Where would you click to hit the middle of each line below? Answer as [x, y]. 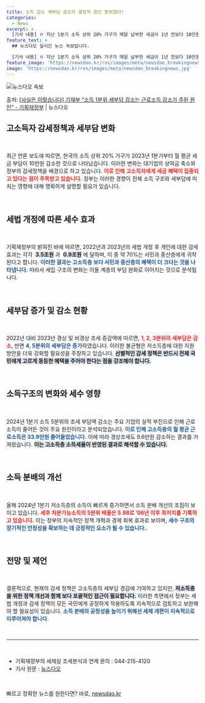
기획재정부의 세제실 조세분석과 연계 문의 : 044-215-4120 [83, 661]
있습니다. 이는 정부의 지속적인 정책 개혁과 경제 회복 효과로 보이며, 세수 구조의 [103, 520]
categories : [21, 18]
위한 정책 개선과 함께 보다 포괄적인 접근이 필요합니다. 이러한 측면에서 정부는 [101, 596]
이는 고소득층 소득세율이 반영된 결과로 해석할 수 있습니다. [101, 444]
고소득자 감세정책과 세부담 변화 [61, 128]
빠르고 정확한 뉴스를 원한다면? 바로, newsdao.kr [64, 694]
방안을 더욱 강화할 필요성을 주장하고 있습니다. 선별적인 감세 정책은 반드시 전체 [98, 353]
